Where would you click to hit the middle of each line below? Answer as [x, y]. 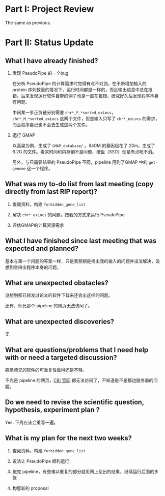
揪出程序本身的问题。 [40, 267]
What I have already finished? [52, 61]
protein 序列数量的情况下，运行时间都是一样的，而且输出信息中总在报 [82, 89]
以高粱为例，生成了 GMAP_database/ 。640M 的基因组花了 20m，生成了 [84, 146]
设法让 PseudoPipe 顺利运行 [41, 461]
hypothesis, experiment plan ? [53, 410]
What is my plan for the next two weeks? [69, 438]
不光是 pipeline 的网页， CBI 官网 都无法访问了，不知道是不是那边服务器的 [79, 380]
